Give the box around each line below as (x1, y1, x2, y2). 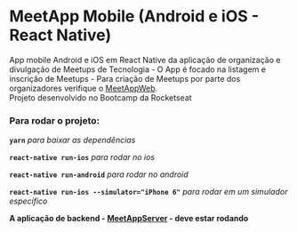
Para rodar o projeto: (9, 114, 100, 126)
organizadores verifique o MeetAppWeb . (9, 83, 158, 93)
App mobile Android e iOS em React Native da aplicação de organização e (9, 54, 281, 65)
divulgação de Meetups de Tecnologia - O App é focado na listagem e (9, 64, 267, 75)
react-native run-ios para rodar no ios (9, 152, 156, 163)
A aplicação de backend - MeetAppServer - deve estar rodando (9, 213, 249, 224)
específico (9, 196, 48, 206)
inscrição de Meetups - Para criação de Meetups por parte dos (9, 73, 241, 84)
